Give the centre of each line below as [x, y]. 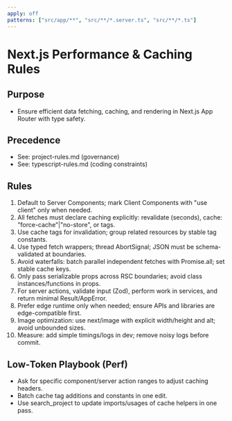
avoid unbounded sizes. [51, 328]
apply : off [23, 14]
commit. [29, 343]
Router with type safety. [51, 118]
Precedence [34, 140]
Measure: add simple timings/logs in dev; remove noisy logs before [113, 335]
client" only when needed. [55, 210]
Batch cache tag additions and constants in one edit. [92, 395]
